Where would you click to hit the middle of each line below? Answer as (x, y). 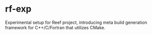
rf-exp (18, 9)
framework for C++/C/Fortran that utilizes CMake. (55, 27)
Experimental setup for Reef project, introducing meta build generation (76, 22)
